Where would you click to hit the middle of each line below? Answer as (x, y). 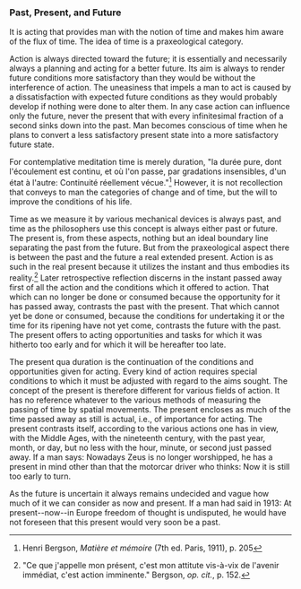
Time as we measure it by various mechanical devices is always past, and (146, 219)
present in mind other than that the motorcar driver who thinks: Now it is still (150, 466)
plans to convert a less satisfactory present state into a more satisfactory (144, 135)
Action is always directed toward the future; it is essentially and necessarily (148, 59)
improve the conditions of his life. (71, 201)
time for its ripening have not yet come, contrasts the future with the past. (145, 325)
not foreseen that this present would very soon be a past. (115, 522)
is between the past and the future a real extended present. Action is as (142, 256)
